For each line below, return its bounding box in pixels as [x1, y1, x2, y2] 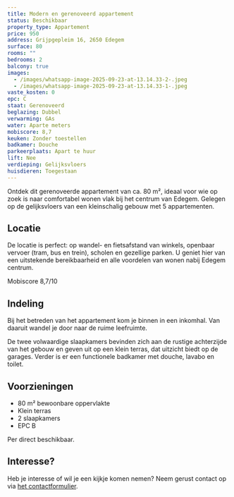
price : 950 [7, 30, 39, 37]
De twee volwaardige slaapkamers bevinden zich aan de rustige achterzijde [7, 338, 228, 346]
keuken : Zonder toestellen [7, 135, 87, 142]
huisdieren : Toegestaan [7, 167, 78, 175]
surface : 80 [7, 43, 42, 50]
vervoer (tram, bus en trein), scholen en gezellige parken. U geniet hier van [7, 248, 226, 257]
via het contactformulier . [7, 481, 79, 490]
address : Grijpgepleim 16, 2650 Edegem [7, 37, 125, 44]
